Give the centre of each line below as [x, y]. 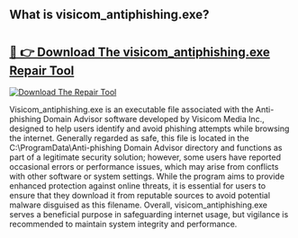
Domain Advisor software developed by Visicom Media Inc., [154, 119]
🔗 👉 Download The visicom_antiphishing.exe [140, 52]
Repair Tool [42, 71]
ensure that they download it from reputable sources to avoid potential [140, 195]
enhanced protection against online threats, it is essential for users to [138, 186]
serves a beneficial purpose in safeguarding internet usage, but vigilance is [149, 214]
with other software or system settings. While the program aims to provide [147, 176]
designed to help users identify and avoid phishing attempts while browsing [149, 128]
